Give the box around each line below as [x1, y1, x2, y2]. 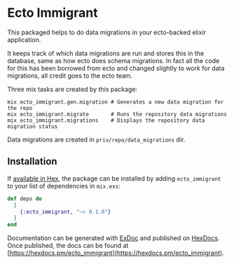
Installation [7, 155, 57, 167]
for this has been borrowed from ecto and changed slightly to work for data [7, 64, 225, 72]
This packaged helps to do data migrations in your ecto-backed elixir [7, 28, 207, 36]
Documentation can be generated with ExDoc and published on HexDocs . [7, 234, 220, 242]
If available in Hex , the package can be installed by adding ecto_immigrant [7, 174, 221, 183]
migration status [7, 123, 58, 130]
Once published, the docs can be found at [7, 242, 129, 250]
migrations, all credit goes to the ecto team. [7, 71, 133, 80]
